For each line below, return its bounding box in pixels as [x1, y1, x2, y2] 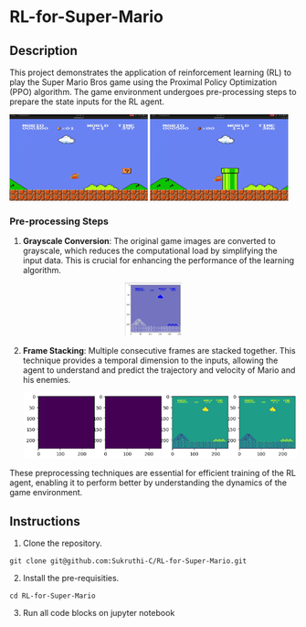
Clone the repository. [22, 537, 102, 548]
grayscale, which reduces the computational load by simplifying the [22, 245, 278, 257]
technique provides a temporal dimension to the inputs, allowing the [22, 355, 279, 366]
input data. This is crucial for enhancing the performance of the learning [22, 255, 295, 266]
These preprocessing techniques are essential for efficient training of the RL [9, 468, 297, 479]
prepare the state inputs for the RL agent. [9, 96, 164, 107]
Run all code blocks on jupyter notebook [22, 608, 175, 618]
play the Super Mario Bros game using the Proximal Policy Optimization [9, 77, 278, 88]
